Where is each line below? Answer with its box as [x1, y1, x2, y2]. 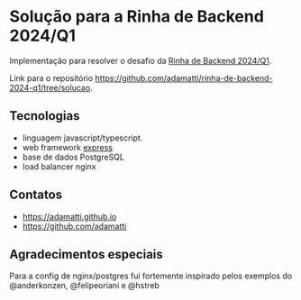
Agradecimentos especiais [9, 246, 164, 262]
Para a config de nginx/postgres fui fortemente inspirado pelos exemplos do [9, 270, 293, 281]
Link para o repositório [9, 72, 94, 83]
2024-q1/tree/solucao [9, 82, 91, 93]
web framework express [22, 141, 113, 152]
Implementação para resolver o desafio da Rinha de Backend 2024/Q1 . [9, 55, 272, 66]
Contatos [9, 187, 63, 203]
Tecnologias [9, 108, 80, 123]
